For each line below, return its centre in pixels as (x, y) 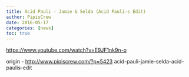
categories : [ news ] (30, 28)
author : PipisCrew (29, 17)
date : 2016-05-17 (27, 22)
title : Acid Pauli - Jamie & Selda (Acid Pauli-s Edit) (76, 11)
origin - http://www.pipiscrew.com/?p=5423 (59, 62)
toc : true (18, 34)
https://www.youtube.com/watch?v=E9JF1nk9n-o (67, 50)
